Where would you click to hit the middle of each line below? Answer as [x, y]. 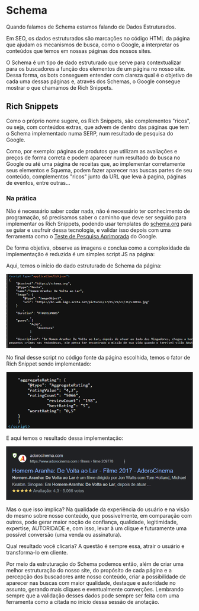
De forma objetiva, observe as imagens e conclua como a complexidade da [98, 248]
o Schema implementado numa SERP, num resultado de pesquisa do [90, 133]
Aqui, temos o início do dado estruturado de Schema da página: [84, 266]
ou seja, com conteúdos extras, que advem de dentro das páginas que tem [98, 127]
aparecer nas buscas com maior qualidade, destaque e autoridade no [91, 582]
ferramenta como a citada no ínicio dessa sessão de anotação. [83, 601]
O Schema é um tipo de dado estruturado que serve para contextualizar [94, 62]
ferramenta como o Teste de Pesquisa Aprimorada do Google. [82, 237]
